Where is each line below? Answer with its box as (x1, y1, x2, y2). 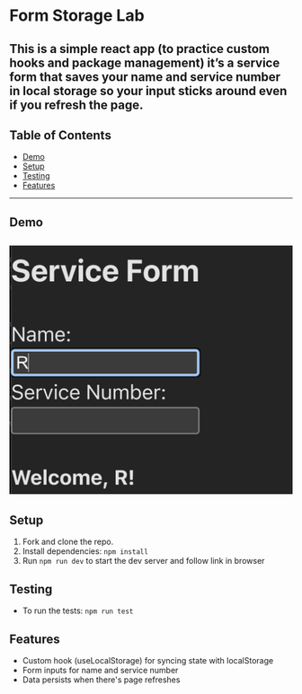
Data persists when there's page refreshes (22, 674, 181, 685)
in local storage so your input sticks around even (9, 83, 288, 99)
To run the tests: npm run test (22, 605, 134, 616)
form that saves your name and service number (9, 69, 281, 84)
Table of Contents (9, 127, 112, 143)
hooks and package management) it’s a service (9, 55, 280, 70)
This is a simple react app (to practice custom (9, 41, 270, 57)
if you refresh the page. (9, 97, 144, 112)
